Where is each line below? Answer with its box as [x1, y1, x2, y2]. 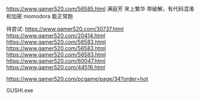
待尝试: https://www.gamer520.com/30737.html [6, 26, 124, 32]
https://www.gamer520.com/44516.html [6, 64, 105, 70]
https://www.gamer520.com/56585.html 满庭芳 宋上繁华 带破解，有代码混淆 [6, 5, 195, 12]
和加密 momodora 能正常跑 [6, 13, 73, 20]
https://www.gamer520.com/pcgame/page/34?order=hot [6, 75, 148, 82]
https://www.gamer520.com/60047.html [6, 57, 106, 64]
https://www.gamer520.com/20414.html [6, 32, 106, 39]
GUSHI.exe [6, 87, 34, 94]
